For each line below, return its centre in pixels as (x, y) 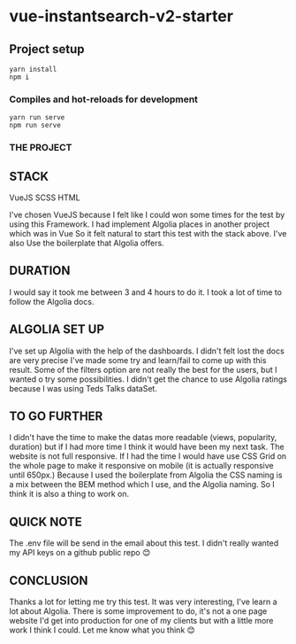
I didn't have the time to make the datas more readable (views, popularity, (143, 438)
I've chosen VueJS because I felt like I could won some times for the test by (147, 215)
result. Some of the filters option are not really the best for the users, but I (143, 369)
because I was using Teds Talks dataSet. (83, 388)
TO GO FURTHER (56, 417)
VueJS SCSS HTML (45, 198)
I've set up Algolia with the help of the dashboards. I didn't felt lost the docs (147, 351)
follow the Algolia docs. (52, 301)
